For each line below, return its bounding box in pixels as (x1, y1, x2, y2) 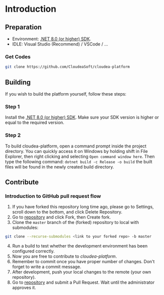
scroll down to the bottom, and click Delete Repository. (12, 209, 123, 215)
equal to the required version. (5, 120, 64, 125)
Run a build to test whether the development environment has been (12, 243, 148, 249)
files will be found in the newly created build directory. (5, 164, 114, 170)
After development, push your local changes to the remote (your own (12, 269, 151, 275)
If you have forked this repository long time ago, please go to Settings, (12, 204, 154, 210)
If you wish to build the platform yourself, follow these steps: (5, 91, 127, 97)
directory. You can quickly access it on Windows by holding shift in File (5, 148, 148, 154)
